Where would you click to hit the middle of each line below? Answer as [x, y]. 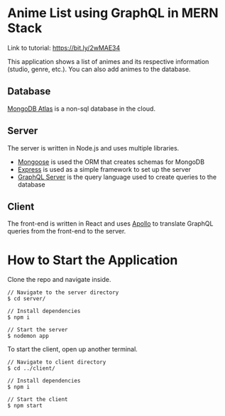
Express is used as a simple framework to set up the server [104, 169]
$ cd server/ [27, 299]
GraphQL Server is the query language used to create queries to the [117, 177]
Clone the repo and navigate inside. [59, 280]
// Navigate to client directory [57, 362]
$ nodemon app [28, 336]
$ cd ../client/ [31, 368]
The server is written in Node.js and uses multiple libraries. [93, 148]
